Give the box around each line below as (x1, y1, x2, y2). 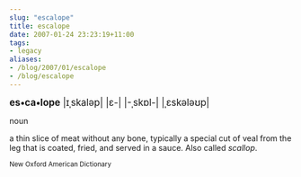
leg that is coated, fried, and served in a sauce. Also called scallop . (9, 142, 258, 153)
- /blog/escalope (9, 72, 75, 81)
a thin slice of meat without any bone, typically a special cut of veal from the (9, 132, 292, 144)
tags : (9, 38, 30, 48)
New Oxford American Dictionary (9, 159, 112, 169)
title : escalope (9, 22, 70, 31)
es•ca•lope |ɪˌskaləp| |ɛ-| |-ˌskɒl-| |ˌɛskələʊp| (9, 96, 210, 109)
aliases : (9, 55, 42, 64)
